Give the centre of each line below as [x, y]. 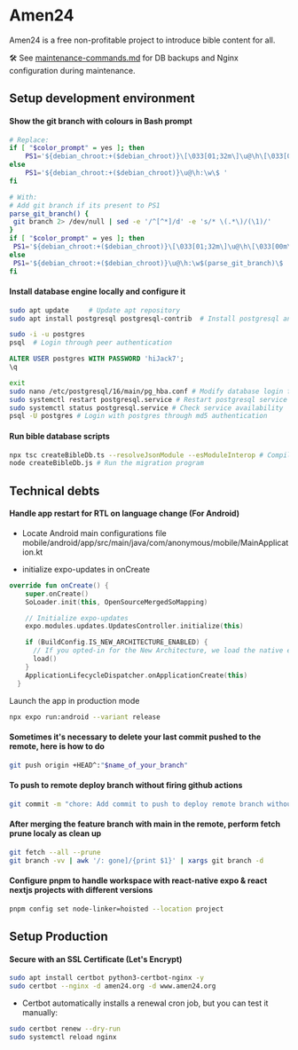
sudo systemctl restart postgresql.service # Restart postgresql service [149, 399]
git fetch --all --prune [55, 852]
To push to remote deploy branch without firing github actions [126, 786]
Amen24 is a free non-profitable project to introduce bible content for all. [142, 40]
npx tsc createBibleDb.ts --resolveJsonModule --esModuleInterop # [137, 455]
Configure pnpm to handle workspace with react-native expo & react [138, 880]
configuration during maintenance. [72, 70]
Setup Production [59, 936]
